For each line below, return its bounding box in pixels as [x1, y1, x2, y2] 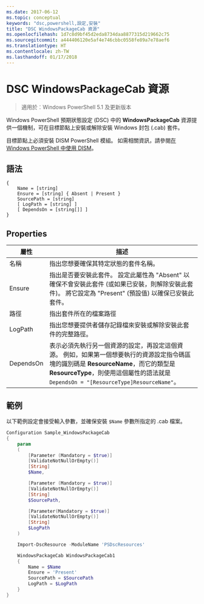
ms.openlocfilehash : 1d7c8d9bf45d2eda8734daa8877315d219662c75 [6, 32, 170, 38]
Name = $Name [28, 564, 61, 570]
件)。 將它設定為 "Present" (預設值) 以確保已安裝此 [49, 289, 194, 297]
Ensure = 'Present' [28, 569, 78, 575]
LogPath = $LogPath [28, 581, 78, 587]
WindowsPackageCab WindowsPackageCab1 [17, 552, 115, 558]
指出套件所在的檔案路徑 [49, 310, 117, 318]
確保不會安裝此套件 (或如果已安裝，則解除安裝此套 [49, 280, 193, 288]
